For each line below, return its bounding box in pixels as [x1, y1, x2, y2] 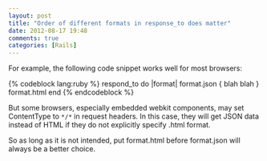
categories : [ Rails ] [8, 42, 78, 50]
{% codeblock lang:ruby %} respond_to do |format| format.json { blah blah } [8, 79, 260, 89]
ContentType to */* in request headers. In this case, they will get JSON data [8, 111, 259, 121]
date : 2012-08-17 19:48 [8, 26, 88, 34]
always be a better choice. [8, 144, 96, 154]
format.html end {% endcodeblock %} [8, 87, 135, 97]
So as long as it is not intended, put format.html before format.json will [8, 135, 241, 145]
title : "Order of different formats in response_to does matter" [8, 19, 231, 27]
